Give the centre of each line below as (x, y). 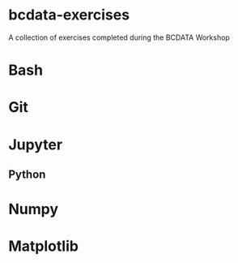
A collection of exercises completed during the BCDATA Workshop (119, 37)
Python (27, 174)
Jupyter (36, 144)
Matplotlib (44, 246)
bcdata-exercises (69, 15)
